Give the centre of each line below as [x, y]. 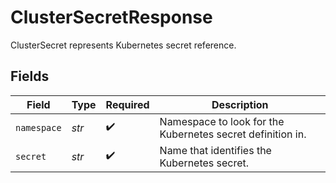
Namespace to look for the [222, 121]
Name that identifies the [215, 150]
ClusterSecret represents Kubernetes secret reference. [123, 45]
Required [127, 104]
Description [240, 104]
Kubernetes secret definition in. [233, 134]
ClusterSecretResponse [111, 17]
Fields [30, 76]
